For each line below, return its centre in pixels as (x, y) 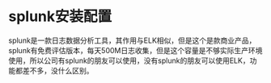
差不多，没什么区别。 (58, 70)
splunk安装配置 (60, 17)
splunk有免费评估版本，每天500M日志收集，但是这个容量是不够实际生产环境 (135, 50)
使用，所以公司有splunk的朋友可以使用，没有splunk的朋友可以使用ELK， (129, 60)
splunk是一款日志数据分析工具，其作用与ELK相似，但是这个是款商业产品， (132, 40)
